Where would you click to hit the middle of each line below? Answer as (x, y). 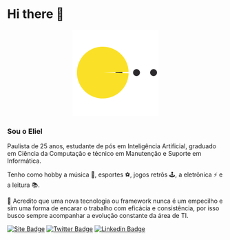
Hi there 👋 (35, 14)
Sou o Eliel (25, 131)
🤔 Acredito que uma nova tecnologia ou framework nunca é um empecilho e (115, 201)
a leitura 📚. (23, 185)
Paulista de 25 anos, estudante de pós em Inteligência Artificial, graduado (112, 146)
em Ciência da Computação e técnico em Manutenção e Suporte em (104, 154)
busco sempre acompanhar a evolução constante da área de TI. (98, 216)
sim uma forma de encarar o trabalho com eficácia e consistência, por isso (113, 208)
